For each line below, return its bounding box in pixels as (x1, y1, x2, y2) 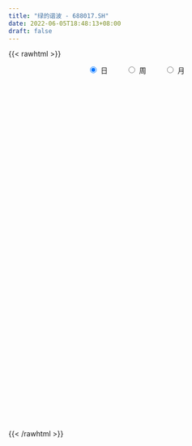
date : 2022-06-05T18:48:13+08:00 (8, 19, 122, 28)
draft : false (8, 27, 53, 35)
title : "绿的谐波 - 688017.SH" (8, 11, 109, 20)
